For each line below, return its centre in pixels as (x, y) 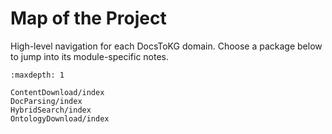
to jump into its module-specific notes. (90, 56)
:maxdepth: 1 (37, 75)
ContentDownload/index (57, 92)
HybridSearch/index (51, 110)
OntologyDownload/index (60, 118)
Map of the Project (88, 18)
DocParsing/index (46, 101)
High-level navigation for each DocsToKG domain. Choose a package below (166, 46)
